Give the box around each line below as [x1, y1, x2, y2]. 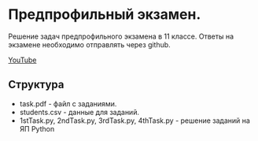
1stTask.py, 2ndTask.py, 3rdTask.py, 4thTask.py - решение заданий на [19, 116, 250, 125]
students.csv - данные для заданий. [19, 107, 140, 117]
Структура [8, 78, 64, 91]
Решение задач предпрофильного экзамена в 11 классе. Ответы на [8, 32, 234, 41]
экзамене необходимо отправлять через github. [8, 39, 171, 49]
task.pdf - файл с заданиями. [19, 98, 117, 108]
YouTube [8, 55, 37, 65]
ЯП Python [19, 124, 55, 133]
